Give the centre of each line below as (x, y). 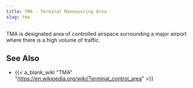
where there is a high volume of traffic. (53, 40)
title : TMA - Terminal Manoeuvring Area (57, 11)
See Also (23, 58)
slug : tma (18, 17)
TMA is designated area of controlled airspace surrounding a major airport (97, 33)
